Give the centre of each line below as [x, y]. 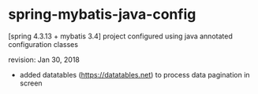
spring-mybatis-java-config [102, 14]
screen [31, 83]
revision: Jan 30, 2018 [44, 60]
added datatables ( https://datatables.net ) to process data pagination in [135, 74]
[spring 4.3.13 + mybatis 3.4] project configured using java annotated [120, 36]
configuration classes [43, 44]
